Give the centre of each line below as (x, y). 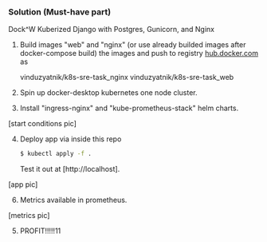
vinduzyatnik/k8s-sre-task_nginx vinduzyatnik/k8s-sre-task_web (127, 77)
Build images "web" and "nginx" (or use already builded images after (133, 45)
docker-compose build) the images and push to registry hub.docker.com (139, 54)
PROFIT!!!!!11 (40, 231)
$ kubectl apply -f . (56, 154)
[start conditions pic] (43, 124)
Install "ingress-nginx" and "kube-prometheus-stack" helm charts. (129, 108)
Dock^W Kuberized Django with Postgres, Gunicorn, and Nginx (112, 30)
